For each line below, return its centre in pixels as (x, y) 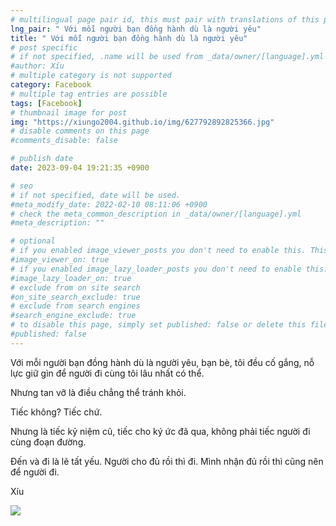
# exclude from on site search (75, 287)
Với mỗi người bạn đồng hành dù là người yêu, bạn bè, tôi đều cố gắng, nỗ (162, 362)
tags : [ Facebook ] (46, 103)
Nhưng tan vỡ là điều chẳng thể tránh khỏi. (98, 392)
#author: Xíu (37, 66)
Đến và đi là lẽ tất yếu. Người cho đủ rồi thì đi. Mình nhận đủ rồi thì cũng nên (167, 461)
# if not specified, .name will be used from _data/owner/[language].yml (167, 57)
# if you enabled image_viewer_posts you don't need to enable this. (158, 251)
